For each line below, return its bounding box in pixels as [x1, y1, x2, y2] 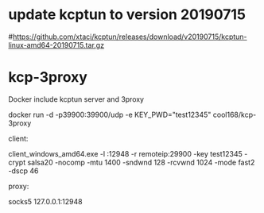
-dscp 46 [8, 165, 39, 176]
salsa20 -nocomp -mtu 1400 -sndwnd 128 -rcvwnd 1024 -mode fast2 [27, 157, 255, 167]
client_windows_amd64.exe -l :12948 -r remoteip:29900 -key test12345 [8, 149, 243, 158]
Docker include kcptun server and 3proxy [8, 94, 145, 104]
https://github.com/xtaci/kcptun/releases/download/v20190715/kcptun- [12, 32, 248, 41]
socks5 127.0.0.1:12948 [8, 196, 83, 206]
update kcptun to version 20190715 [8, 6, 247, 24]
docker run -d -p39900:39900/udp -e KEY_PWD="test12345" [8, 110, 212, 119]
